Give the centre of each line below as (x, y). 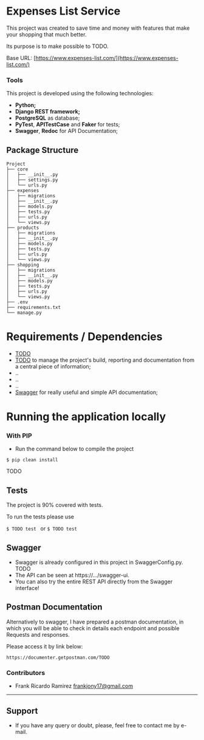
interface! (27, 588)
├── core (17, 169)
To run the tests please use (40, 517)
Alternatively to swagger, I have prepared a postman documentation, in (95, 622)
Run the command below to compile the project (74, 449)
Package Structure (42, 150)
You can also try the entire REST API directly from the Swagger (94, 582)
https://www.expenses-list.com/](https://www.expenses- (107, 58)
